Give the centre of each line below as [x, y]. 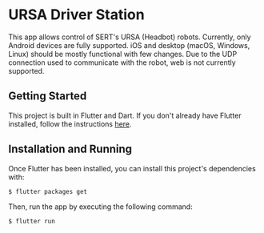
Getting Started [48, 96]
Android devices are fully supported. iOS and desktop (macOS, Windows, [129, 45]
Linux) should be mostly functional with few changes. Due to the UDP [123, 54]
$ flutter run [32, 222]
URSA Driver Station [77, 15]
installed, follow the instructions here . [70, 124]
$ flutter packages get [48, 191]
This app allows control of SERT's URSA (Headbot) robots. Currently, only [130, 37]
